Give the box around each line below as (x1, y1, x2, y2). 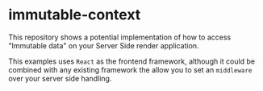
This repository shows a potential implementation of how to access (8, 32, 232, 42)
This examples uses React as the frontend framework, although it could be (8, 56, 256, 66)
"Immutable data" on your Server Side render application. (8, 40, 199, 50)
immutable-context (8, 6, 141, 24)
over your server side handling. (8, 73, 112, 83)
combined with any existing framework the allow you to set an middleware (8, 64, 253, 74)
